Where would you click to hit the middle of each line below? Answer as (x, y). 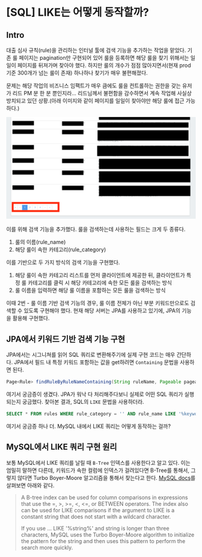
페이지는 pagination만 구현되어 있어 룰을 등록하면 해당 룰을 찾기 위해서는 (104, 58)
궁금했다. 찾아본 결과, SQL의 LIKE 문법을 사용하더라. (83, 401)
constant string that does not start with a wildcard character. (96, 517)
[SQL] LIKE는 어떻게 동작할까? (78, 12)
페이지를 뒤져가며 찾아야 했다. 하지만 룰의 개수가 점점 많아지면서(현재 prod (104, 65)
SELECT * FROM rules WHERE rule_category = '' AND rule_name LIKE (91, 414)
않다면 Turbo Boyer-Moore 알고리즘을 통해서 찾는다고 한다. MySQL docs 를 (106, 477)
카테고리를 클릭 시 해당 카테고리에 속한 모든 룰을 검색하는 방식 (100, 283)
